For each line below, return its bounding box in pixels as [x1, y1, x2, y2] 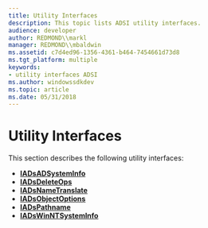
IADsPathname [19, 203, 71, 212]
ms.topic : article [8, 85, 69, 94]
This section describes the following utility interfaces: [8, 153, 184, 163]
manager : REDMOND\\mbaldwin [8, 41, 102, 49]
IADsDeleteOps [19, 177, 73, 187]
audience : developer [8, 26, 77, 34]
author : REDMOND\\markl [8, 33, 88, 42]
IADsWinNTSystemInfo [19, 211, 99, 221]
